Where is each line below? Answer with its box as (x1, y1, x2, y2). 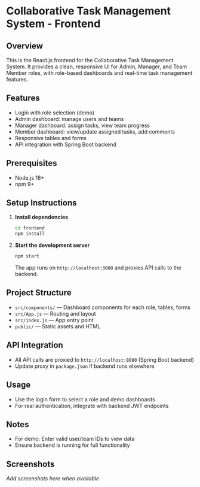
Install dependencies (14, 214, 69, 221)
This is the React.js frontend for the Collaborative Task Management (6, 57, 174, 63)
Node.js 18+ (14, 174, 45, 181)
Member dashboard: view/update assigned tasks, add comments (14, 128, 175, 135)
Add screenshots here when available (6, 475, 100, 482)
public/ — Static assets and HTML (14, 322, 101, 330)
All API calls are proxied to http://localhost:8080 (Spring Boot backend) (14, 356, 194, 363)
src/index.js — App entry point (14, 316, 94, 323)
